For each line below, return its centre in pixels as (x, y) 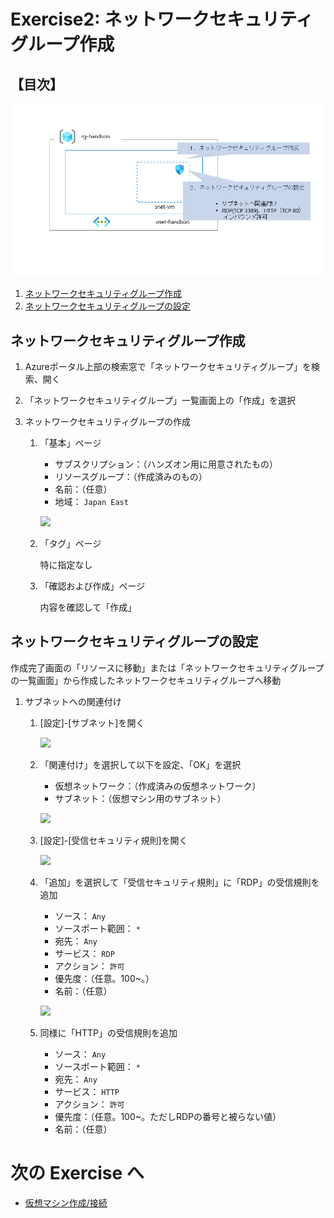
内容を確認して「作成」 (88, 607)
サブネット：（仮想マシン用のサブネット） (140, 798)
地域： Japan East (91, 502)
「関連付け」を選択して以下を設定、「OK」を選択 (140, 764)
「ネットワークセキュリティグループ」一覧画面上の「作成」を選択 (160, 401)
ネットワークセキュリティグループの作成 (108, 422)
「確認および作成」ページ (92, 586)
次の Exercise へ (77, 1173)
